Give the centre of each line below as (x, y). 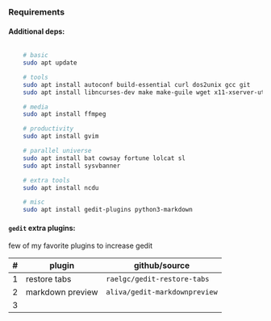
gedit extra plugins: (42, 228)
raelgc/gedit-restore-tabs (158, 279)
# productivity (48, 129)
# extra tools (46, 180)
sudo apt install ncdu (61, 187)
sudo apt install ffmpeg (65, 114)
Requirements (37, 12)
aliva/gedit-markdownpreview (162, 292)
